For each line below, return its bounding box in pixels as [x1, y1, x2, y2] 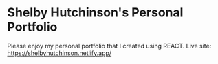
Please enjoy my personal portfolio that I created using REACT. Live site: [7, 42, 212, 50]
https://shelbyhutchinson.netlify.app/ [7, 49, 112, 57]
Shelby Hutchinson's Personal [7, 5, 184, 20]
